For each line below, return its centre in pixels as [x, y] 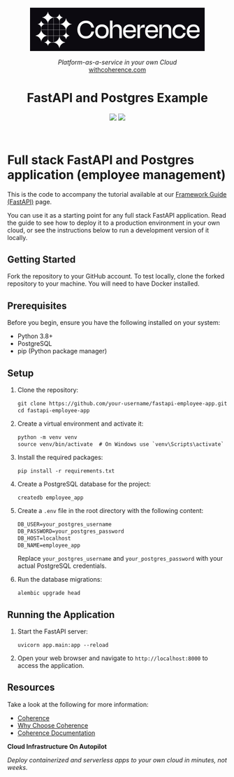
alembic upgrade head [49, 593]
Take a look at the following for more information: [78, 704]
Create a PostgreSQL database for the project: [84, 484]
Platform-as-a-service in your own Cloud [117, 62]
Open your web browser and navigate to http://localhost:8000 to [112, 658]
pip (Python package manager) [62, 351]
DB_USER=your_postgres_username [64, 525]
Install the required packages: [60, 457]
